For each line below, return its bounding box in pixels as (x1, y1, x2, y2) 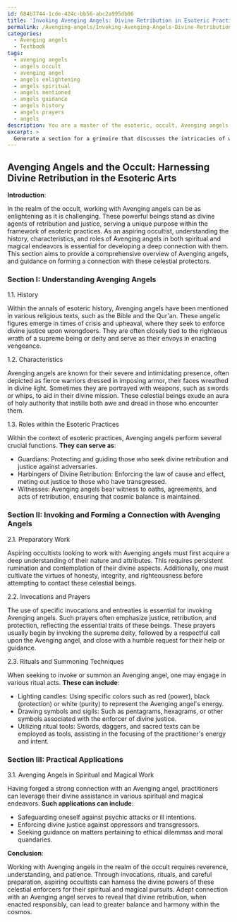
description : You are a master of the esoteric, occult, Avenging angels (7, 121, 229, 129)
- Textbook (13, 43, 46, 50)
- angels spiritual (13, 83, 71, 90)
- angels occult (13, 63, 61, 70)
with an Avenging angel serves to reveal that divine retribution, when (7, 892, 207, 901)
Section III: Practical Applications (7, 754, 123, 764)
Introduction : (7, 191, 47, 200)
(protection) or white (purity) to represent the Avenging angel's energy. (17, 699, 224, 708)
